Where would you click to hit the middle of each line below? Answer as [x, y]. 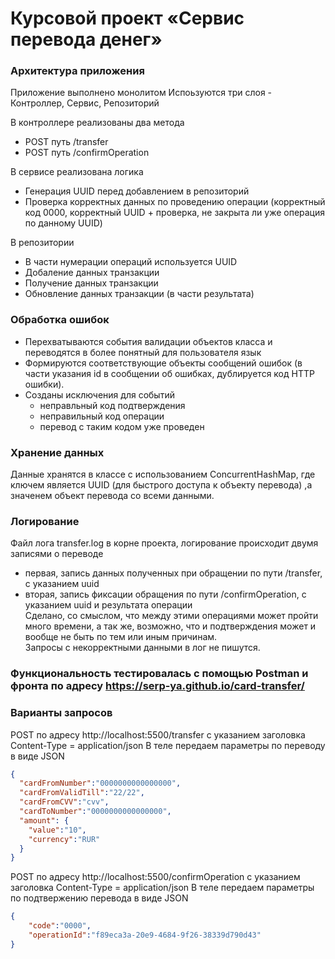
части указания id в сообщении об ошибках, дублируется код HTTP [169, 373]
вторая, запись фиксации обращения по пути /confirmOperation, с [165, 594]
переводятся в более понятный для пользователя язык [143, 352]
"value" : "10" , [57, 830]
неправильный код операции [102, 416]
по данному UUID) [63, 223]
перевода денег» [86, 39]
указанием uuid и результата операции [108, 605]
